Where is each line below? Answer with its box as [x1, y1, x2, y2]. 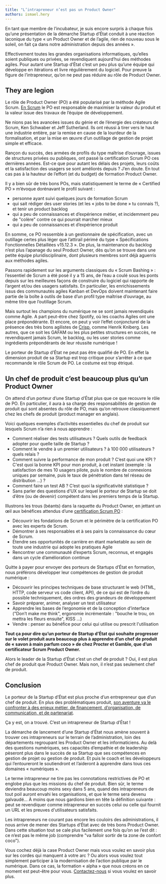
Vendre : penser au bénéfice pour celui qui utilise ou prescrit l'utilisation [12, 621, 159, 627]
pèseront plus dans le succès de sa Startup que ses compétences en [5, 750, 146, 756]
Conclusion [5, 681, 41, 689]
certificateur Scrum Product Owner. [5, 646, 81, 652]
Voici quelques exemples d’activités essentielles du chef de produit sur [5, 421, 150, 427]
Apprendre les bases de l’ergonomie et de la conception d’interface [12, 605, 150, 611]
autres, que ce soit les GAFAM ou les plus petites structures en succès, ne [5, 330, 157, 336]
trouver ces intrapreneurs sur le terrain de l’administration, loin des [5, 734, 141, 740]
